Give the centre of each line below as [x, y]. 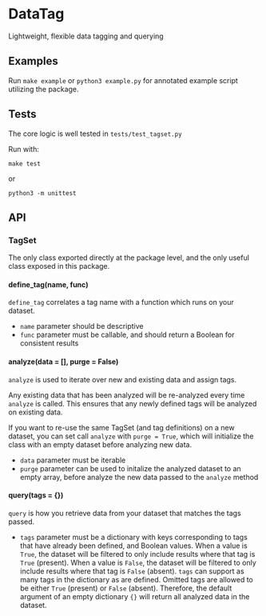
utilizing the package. [44, 89]
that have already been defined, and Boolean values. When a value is [133, 546]
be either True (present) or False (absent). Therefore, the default [126, 588]
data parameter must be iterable [73, 460]
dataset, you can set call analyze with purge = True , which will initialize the [131, 436]
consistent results [49, 343]
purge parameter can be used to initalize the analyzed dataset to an [130, 468]
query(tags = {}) [36, 495]
